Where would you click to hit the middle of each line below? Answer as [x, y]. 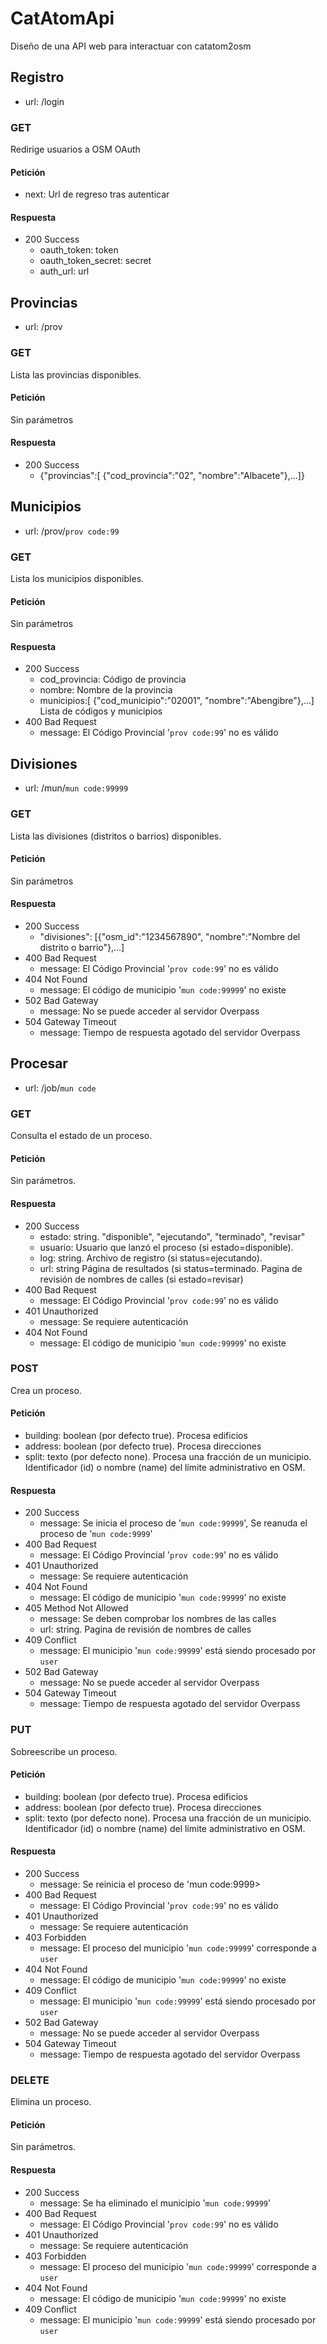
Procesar [39, 1063]
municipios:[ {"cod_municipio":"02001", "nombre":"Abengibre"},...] [177, 701]
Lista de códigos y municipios [101, 711]
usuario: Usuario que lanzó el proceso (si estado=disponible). [166, 1247]
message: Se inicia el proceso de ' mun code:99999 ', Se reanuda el [173, 1523]
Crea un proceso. [46, 1390]
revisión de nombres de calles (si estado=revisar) [141, 1279]
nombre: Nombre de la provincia [106, 690]
